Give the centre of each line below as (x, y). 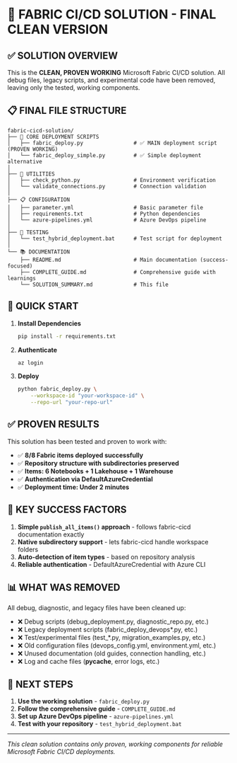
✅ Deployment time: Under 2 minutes (73, 487)
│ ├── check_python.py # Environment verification (112, 180)
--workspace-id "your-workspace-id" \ (87, 396)
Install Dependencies (49, 323)
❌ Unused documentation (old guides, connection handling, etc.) (112, 653)
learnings (22, 278)
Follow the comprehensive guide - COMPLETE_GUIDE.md (96, 709)
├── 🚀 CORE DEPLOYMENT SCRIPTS (53, 137)
